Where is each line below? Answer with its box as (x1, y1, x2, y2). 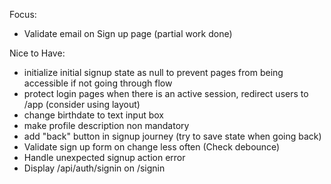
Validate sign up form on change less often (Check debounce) (23, 141, 281, 153)
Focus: (9, 9, 37, 20)
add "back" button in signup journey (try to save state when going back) (23, 130, 322, 142)
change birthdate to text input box (23, 109, 165, 121)
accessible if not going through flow (23, 77, 173, 89)
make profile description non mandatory (23, 120, 190, 131)
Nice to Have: (9, 47, 66, 59)
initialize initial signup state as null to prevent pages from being (23, 67, 284, 78)
